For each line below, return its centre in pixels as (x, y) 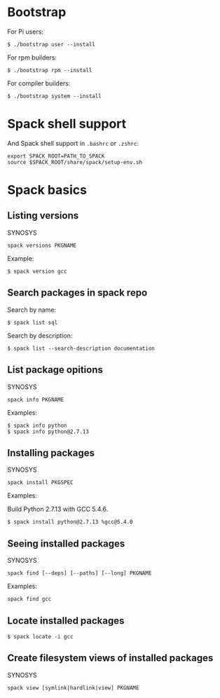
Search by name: (32, 310)
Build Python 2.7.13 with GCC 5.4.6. (58, 509)
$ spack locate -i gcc (40, 636)
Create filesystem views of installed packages (110, 658)
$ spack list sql (33, 322)
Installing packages (51, 453)
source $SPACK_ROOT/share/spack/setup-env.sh (75, 162)
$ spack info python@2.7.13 (48, 432)
